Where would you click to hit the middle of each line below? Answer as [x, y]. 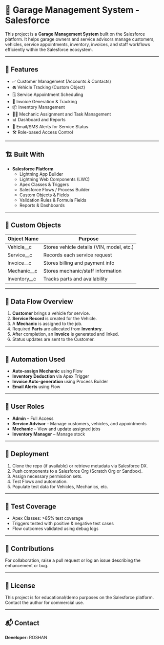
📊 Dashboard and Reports [39, 119]
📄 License [20, 586]
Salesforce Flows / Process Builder [54, 189]
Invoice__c [20, 263]
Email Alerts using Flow [36, 387]
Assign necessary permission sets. [47, 476]
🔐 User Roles [25, 406]
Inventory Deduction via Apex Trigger [51, 376]
